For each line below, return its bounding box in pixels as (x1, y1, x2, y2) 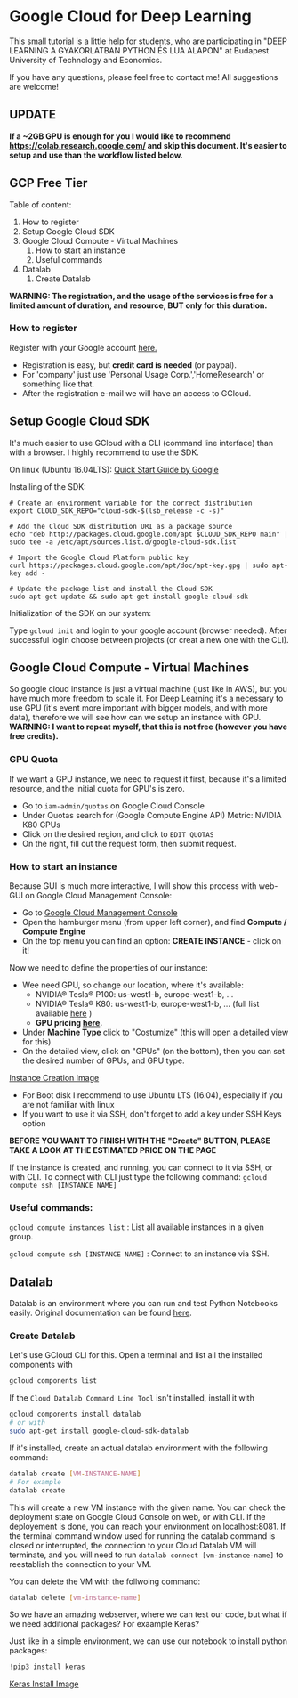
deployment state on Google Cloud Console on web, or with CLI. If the (9, 1511, 266, 1522)
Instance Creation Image (9, 1073, 100, 1084)
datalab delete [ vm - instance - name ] (9, 1593, 141, 1602)
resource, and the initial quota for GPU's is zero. (9, 783, 185, 793)
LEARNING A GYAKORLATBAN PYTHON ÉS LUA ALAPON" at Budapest (9, 45, 270, 55)
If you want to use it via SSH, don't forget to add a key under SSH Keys (21, 1109, 282, 1119)
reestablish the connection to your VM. (9, 1558, 152, 1569)
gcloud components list (9, 1377, 98, 1385)
